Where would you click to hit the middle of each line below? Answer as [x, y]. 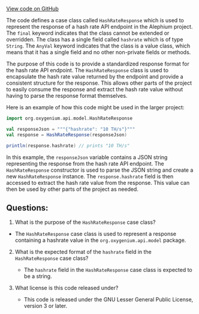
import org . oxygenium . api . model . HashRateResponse [70, 118]
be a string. [38, 276]
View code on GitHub [32, 9]
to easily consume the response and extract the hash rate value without [95, 89]
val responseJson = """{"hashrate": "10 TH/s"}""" [71, 129]
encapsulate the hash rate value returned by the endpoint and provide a [95, 77]
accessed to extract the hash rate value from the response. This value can [98, 183]
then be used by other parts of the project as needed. [73, 189]
